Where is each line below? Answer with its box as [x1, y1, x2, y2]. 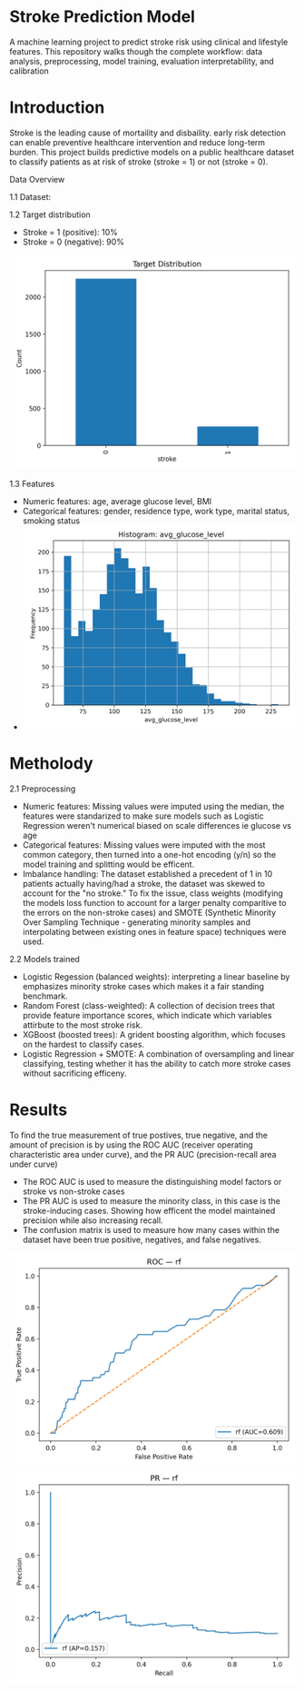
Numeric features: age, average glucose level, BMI [22, 495, 212, 506]
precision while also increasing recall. [22, 1215, 163, 1226]
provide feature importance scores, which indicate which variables [22, 1010, 272, 1020]
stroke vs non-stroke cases [22, 1186, 125, 1197]
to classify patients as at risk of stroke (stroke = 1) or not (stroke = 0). [9, 156, 269, 167]
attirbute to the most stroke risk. [22, 1020, 143, 1030]
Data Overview [9, 174, 65, 184]
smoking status [22, 515, 80, 526]
